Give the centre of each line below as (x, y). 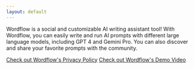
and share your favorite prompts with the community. (72, 48)
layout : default (26, 12)
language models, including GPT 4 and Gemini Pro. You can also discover (97, 41)
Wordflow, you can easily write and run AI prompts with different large (93, 35)
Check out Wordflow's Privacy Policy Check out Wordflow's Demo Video (96, 59)
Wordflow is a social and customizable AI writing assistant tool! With (91, 29)
